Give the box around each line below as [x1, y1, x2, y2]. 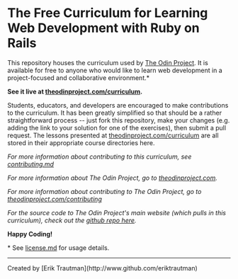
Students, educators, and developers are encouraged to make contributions [7, 101, 229, 109]
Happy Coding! [7, 229, 53, 238]
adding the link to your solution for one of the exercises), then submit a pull [7, 123, 227, 132]
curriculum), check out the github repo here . [7, 216, 137, 224]
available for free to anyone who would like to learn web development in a [7, 66, 223, 74]
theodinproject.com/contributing [7, 195, 103, 203]
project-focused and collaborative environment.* [7, 73, 150, 82]
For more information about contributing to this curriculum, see [7, 152, 192, 161]
